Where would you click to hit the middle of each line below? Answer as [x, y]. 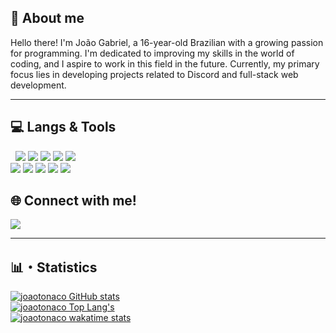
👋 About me [47, 18]
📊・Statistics [54, 267]
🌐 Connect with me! [73, 201]
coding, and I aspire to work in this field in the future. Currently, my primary [165, 63]
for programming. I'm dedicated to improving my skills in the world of [152, 53]
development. [38, 85]
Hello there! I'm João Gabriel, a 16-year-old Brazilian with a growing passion [167, 42]
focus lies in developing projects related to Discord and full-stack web [154, 74]
